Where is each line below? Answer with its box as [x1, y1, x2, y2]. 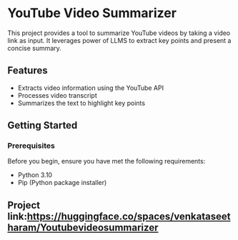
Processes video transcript [17, 91, 98, 99]
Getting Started [7, 119, 78, 131]
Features [7, 64, 48, 76]
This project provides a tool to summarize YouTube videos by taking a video [7, 29, 231, 37]
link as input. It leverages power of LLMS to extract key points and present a [7, 36, 232, 44]
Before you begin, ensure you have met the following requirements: [7, 157, 206, 166]
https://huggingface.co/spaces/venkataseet [26, 210, 231, 222]
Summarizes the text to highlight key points [17, 99, 145, 107]
